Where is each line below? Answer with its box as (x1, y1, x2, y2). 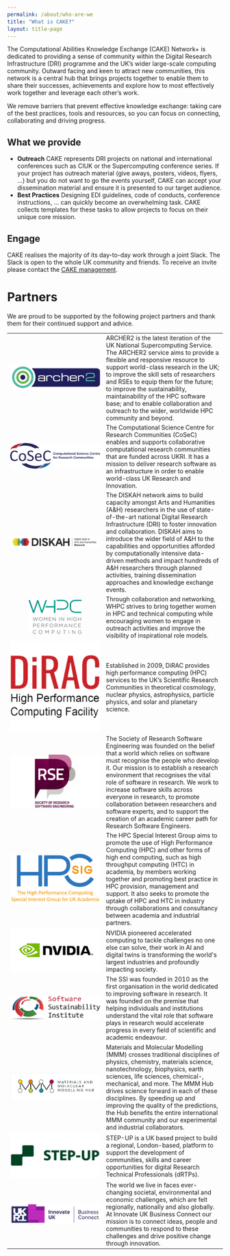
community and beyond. (105, 414, 175, 422)
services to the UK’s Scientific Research (105, 675, 218, 684)
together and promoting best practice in (105, 875, 218, 883)
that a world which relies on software (105, 749, 210, 757)
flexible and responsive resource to (105, 355, 205, 364)
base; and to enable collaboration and (105, 399, 212, 407)
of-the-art (105, 513, 137, 521)
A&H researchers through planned (105, 564, 202, 572)
